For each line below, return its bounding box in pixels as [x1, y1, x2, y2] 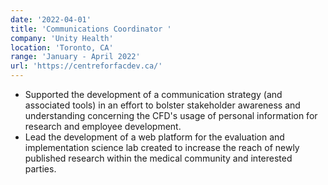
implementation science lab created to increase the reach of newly [24, 142, 300, 153]
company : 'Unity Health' [10, 33, 114, 43]
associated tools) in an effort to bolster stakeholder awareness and [24, 99, 301, 111]
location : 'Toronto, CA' [10, 42, 114, 53]
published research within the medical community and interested [24, 152, 293, 164]
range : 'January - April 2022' [10, 52, 141, 62]
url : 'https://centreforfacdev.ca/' [10, 61, 163, 71]
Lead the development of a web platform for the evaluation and [24, 131, 285, 143]
